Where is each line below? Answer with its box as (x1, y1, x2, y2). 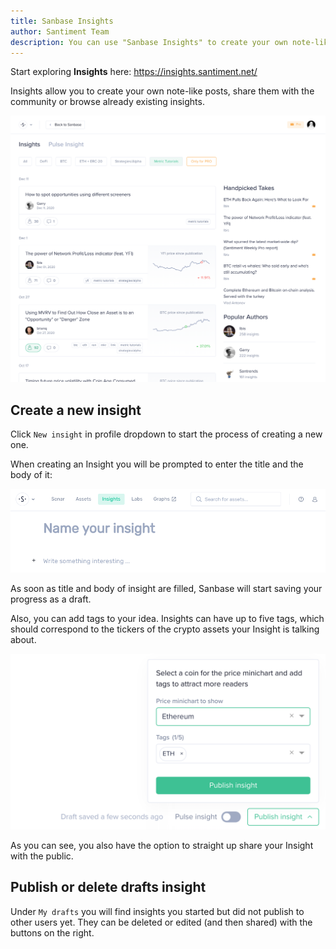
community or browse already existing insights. (10, 96, 205, 108)
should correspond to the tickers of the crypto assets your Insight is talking (10, 623, 320, 635)
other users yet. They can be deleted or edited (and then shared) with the (10, 916, 313, 928)
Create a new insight (10, 401, 142, 419)
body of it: (10, 468, 53, 480)
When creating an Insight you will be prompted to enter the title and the (10, 458, 304, 470)
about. (10, 634, 37, 646)
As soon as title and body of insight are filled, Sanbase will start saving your (10, 583, 323, 595)
